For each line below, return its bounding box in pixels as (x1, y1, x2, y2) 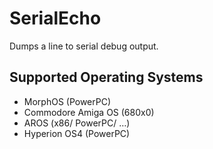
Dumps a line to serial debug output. (9, 40, 159, 52)
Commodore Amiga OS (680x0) (23, 106, 155, 118)
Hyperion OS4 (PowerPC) (23, 127, 131, 139)
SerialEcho (9, 7, 102, 30)
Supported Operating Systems (9, 69, 204, 86)
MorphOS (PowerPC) (23, 95, 112, 107)
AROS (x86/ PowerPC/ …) (23, 117, 131, 129)
